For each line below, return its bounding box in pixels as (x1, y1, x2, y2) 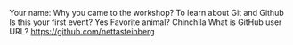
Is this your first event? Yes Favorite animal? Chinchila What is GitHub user (9, 17, 282, 27)
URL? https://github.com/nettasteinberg (9, 26, 155, 36)
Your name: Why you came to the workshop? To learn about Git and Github (9, 8, 285, 18)
